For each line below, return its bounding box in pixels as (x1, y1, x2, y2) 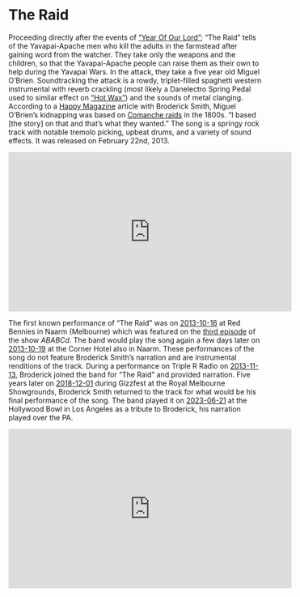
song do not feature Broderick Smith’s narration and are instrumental (8, 352, 237, 362)
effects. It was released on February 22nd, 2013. (8, 135, 170, 145)
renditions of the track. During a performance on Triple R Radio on (8, 360, 229, 370)
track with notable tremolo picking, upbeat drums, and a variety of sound (8, 127, 252, 137)
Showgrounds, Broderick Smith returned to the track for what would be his (8, 386, 256, 396)
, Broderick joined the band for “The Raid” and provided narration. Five (15, 369, 251, 379)
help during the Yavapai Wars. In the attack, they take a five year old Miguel (8, 66, 260, 76)
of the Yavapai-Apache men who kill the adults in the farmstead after (8, 41, 238, 50)
